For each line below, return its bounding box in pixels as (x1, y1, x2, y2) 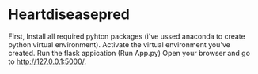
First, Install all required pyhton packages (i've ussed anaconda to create (8, 31, 245, 41)
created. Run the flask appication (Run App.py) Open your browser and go (8, 48, 251, 57)
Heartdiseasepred (8, 6, 131, 24)
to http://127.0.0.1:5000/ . (8, 57, 87, 66)
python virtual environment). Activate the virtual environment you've (8, 39, 231, 49)
